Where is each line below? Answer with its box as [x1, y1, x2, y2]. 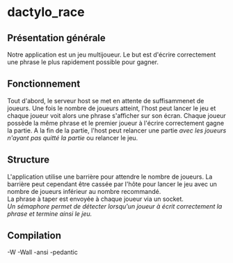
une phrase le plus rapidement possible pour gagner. [7, 58, 159, 66]
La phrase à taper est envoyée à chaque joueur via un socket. [7, 195, 184, 203]
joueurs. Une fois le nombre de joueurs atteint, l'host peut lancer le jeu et [7, 104, 216, 112]
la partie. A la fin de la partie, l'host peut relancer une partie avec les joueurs [7, 126, 227, 135]
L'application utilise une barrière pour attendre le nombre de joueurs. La [7, 172, 213, 181]
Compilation [7, 230, 61, 241]
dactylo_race [7, 4, 85, 20]
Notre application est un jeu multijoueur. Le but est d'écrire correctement [7, 50, 216, 59]
